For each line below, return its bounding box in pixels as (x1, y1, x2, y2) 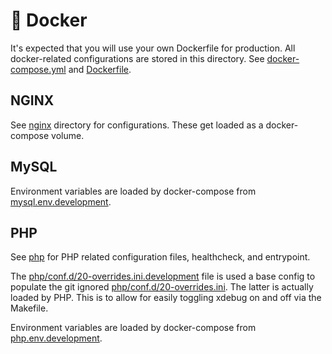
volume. (51, 129, 85, 141)
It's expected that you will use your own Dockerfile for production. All (10, 42, 296, 54)
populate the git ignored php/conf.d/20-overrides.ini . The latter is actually (10, 281, 314, 293)
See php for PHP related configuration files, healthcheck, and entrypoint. (10, 251, 311, 263)
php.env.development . (10, 332, 103, 344)
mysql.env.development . (10, 195, 112, 208)
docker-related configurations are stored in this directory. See (10, 52, 265, 64)
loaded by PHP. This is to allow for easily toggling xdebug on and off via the (10, 292, 322, 304)
